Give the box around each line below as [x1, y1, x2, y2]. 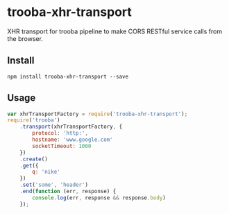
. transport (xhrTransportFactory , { [19, 123, 123, 131]
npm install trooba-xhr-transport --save [7, 73, 129, 80]
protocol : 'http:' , [32, 130, 89, 137]
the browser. [7, 34, 44, 42]
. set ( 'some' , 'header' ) [19, 181, 89, 188]
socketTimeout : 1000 [32, 142, 92, 149]
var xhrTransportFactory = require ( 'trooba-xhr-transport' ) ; [7, 110, 188, 117]
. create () [19, 156, 49, 163]
